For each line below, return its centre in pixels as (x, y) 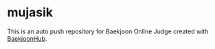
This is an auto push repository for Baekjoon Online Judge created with (108, 31)
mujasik (30, 13)
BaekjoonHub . (27, 38)
